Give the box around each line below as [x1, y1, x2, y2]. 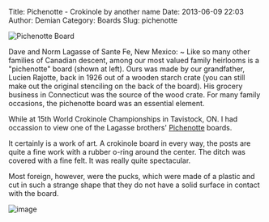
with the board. [8, 189, 59, 198]
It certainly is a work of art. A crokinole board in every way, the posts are [8, 139, 251, 148]
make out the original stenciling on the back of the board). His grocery [8, 81, 243, 91]
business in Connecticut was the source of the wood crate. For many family [8, 90, 261, 100]
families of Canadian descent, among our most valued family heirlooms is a [8, 56, 259, 65]
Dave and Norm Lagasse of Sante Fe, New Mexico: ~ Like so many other [8, 47, 250, 56]
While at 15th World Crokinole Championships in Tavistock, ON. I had [8, 114, 238, 124]
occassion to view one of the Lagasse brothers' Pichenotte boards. [8, 123, 233, 132]
